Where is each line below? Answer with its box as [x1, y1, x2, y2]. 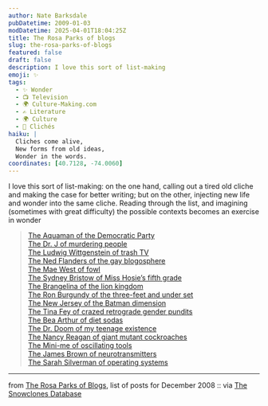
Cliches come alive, [15, 137, 84, 146]
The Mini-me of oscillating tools [27, 341, 132, 350]
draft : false [8, 57, 52, 64]
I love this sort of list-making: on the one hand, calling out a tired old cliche [8, 182, 254, 191]
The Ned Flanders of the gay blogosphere [27, 256, 166, 266]
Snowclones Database [8, 389, 82, 399]
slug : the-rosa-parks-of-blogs [8, 41, 112, 49]
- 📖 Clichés [15, 123, 56, 131]
